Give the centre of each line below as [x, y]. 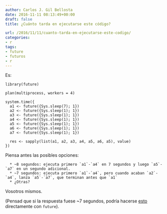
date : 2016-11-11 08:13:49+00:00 [40, 15]
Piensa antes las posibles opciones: [42, 155]
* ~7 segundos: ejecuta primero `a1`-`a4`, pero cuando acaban [77, 173]
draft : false [19, 19]
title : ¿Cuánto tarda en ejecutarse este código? [58, 24]
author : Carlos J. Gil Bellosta [39, 10]
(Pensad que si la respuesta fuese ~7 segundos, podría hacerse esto [76, 201]
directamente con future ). [32, 206]
